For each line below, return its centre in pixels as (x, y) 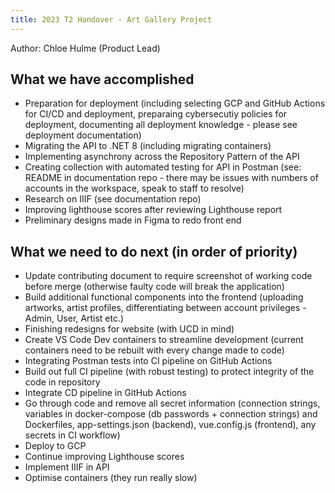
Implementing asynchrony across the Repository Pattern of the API (162, 157)
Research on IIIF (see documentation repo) (113, 199)
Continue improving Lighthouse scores (104, 457)
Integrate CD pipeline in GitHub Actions (105, 393)
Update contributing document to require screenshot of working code (168, 276)
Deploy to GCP (55, 446)
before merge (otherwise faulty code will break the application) (154, 287)
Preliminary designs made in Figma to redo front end (133, 220)
